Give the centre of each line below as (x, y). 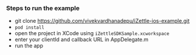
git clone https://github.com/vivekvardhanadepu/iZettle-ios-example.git (102, 21)
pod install (29, 27)
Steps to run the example (43, 8)
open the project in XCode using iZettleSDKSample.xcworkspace (92, 33)
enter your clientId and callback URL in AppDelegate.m (82, 40)
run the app (29, 46)
